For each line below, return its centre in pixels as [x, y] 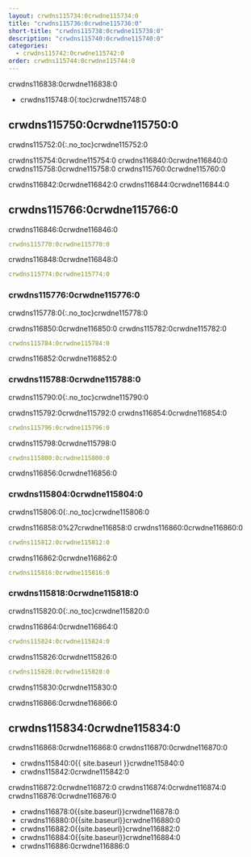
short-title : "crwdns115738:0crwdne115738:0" [86, 31]
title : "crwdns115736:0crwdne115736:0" [75, 23]
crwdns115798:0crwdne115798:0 [63, 443]
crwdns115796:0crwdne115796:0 [59, 428]
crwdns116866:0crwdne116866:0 [63, 703]
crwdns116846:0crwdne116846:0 [63, 229]
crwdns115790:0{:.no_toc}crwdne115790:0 [79, 397]
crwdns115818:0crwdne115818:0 [73, 593]
